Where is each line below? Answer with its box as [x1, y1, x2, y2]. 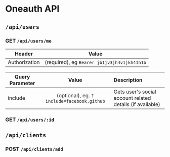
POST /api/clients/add [5, 145, 63, 152]
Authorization [8, 59, 40, 66]
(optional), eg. [56, 92, 90, 99]
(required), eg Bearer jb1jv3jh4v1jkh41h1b [45, 59, 147, 66]
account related [113, 94, 151, 101]
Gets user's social [113, 88, 156, 95]
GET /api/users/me [5, 37, 52, 44]
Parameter [9, 80, 35, 87]
